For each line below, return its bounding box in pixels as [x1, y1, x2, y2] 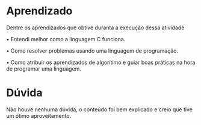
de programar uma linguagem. [6, 65, 81, 72]
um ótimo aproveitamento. [6, 112, 72, 119]
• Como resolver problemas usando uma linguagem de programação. [6, 47, 179, 54]
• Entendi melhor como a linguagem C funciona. [6, 35, 126, 42]
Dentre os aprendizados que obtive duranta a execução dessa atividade [6, 24, 185, 31]
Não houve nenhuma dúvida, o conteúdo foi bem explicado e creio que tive [6, 106, 193, 113]
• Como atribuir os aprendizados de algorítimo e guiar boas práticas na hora [6, 59, 196, 66]
